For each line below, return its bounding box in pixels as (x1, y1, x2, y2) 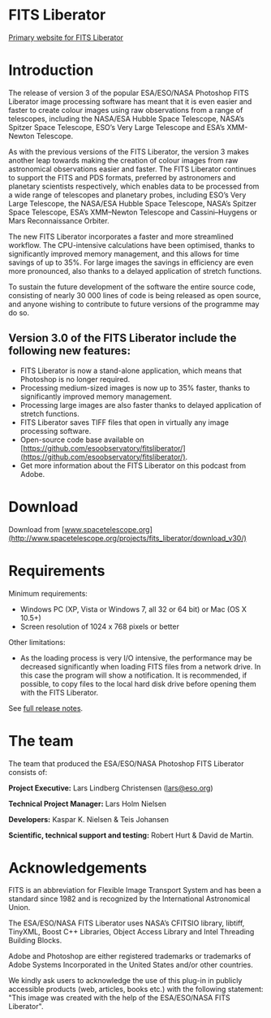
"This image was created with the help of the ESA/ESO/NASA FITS (8, 993, 230, 1003)
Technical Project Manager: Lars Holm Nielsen (8, 799, 167, 808)
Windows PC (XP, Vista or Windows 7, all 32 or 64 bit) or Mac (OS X (19, 604, 247, 614)
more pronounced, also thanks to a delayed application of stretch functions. (8, 266, 262, 275)
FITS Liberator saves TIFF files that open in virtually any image (19, 417, 230, 427)
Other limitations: (8, 637, 66, 647)
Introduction (8, 61, 94, 80)
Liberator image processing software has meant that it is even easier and (8, 96, 252, 106)
